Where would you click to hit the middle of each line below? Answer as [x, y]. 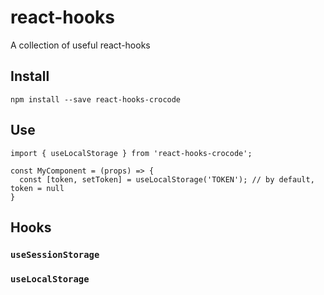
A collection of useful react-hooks [80, 45]
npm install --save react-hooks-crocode [96, 99]
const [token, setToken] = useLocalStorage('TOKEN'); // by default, [167, 179]
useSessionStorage [55, 254]
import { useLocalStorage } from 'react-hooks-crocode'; [131, 153]
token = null [37, 188]
